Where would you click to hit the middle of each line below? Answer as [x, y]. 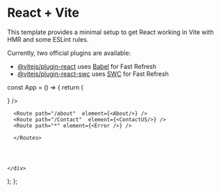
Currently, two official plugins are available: [69, 53]
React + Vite [43, 13]
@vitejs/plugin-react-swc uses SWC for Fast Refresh [93, 74]
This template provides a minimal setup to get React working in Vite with [110, 32]
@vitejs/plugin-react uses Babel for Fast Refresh [87, 66]
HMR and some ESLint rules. [48, 39]
